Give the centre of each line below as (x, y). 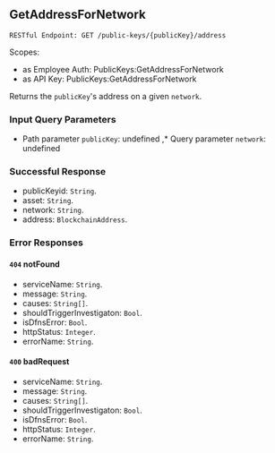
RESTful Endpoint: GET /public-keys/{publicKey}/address (118, 35)
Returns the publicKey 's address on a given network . (106, 96)
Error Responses (46, 243)
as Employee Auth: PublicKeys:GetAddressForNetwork (123, 69)
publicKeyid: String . (59, 191)
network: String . (53, 210)
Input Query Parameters (63, 119)
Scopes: (25, 52)
